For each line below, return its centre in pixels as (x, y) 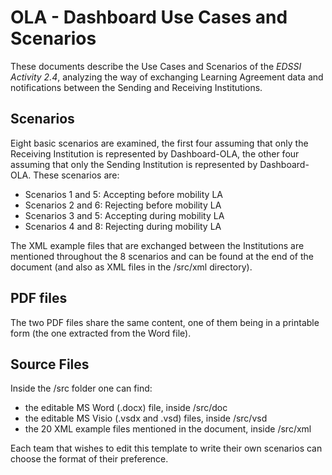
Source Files (50, 364)
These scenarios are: (76, 175)
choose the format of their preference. (89, 459)
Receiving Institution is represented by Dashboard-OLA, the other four (155, 153)
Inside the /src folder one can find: (81, 388)
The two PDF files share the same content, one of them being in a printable (165, 322)
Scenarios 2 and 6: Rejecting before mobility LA (123, 205)
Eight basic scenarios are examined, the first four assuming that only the (159, 143)
